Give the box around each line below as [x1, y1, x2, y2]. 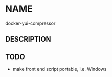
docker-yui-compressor [5, 20, 56, 26]
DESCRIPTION [5, 35, 51, 44]
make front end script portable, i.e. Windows [12, 66, 107, 72]
